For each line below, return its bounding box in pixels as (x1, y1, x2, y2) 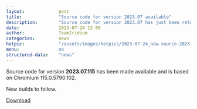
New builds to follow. (6, 85, 57, 92)
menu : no (6, 47, 64, 52)
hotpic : (6, 41, 25, 47)
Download (6, 97, 31, 104)
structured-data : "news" (6, 52, 75, 58)
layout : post (6, 8, 69, 15)
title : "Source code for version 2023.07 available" (6, 14, 172, 20)
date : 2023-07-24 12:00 (6, 24, 101, 31)
